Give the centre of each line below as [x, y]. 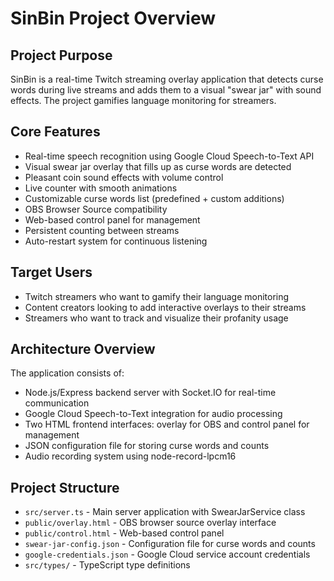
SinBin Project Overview [113, 18]
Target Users [51, 272]
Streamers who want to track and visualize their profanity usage [156, 318]
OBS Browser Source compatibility [96, 209]
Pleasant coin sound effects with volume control [124, 177]
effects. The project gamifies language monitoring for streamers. [143, 100]
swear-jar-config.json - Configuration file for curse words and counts [170, 544]
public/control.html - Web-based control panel [124, 533]
